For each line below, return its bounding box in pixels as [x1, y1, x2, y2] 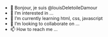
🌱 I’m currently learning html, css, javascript [10, 15, 103, 21]
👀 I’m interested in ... [10, 10, 54, 16]
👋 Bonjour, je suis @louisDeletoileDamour [10, 5, 98, 10]
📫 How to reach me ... [10, 26, 58, 32]
